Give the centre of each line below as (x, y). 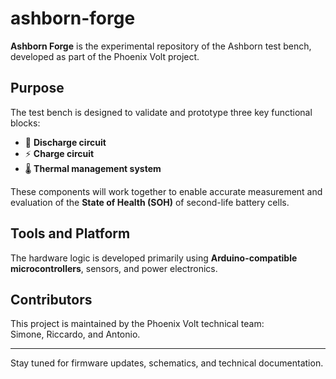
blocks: (25, 123)
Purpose (37, 88)
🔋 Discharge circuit (65, 142)
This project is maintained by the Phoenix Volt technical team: (137, 324)
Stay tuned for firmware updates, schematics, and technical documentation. (167, 363)
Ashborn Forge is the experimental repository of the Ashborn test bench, (161, 46)
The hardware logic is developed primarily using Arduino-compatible (154, 258)
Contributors (51, 299)
